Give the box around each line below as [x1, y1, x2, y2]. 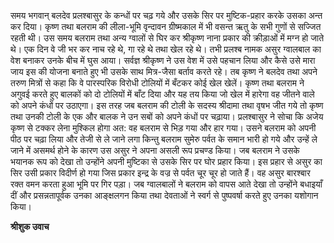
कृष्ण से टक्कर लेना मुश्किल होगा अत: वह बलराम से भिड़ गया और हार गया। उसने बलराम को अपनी [10, 122, 317, 134]
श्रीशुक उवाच [10, 221, 50, 232]
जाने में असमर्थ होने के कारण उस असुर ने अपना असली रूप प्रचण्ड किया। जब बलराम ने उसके [10, 145, 300, 156]
